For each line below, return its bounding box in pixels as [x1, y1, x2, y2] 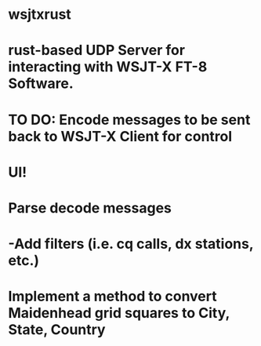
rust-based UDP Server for [8, 42, 186, 60]
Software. [8, 75, 74, 93]
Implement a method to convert [8, 288, 217, 305]
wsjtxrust [8, 5, 72, 24]
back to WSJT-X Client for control [8, 127, 233, 145]
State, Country [8, 321, 106, 339]
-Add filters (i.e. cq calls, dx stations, [8, 235, 254, 253]
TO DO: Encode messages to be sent [8, 111, 251, 129]
